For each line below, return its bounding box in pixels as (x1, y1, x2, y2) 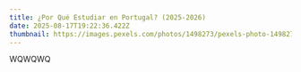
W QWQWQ (9, 54, 51, 65)
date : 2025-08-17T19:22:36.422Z (9, 21, 130, 30)
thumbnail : (9, 29, 50, 38)
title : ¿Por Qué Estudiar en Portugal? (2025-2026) (9, 12, 206, 22)
